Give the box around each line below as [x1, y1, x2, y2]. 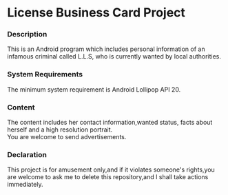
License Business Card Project [7, 5, 186, 21]
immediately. [7, 181, 43, 189]
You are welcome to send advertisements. [7, 133, 127, 141]
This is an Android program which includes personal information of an [7, 45, 205, 53]
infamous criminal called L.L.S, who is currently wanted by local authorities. [7, 52, 222, 61]
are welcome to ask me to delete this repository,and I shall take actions [7, 173, 209, 181]
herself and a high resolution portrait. [7, 125, 113, 134]
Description [7, 30, 48, 39]
